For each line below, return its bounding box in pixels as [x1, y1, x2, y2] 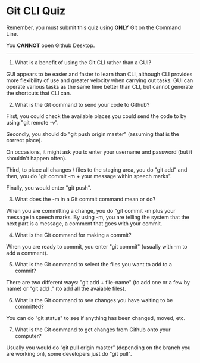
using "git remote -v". [6, 119, 59, 126]
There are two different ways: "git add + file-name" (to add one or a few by [6, 278, 190, 286]
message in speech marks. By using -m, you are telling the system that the [6, 213, 189, 221]
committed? [14, 303, 45, 310]
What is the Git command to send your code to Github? [14, 101, 150, 108]
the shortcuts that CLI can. [6, 89, 71, 97]
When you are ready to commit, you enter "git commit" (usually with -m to [6, 243, 187, 250]
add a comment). [6, 249, 48, 256]
